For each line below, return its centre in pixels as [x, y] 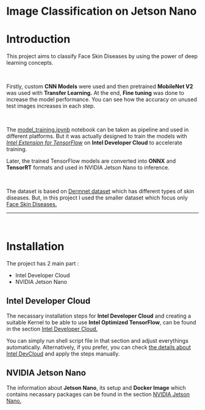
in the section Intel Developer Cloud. [52, 329]
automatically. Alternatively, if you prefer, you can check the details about [99, 347]
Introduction [38, 39]
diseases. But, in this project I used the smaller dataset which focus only [97, 198]
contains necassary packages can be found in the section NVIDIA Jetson [98, 394]
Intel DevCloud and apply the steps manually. [63, 354]
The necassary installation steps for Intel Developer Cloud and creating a [99, 316]
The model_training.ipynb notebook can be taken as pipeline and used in [98, 130]
